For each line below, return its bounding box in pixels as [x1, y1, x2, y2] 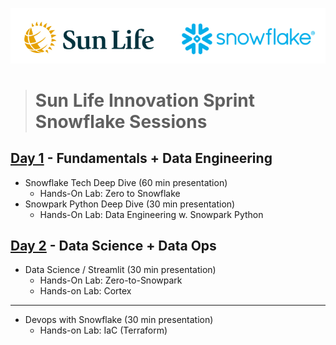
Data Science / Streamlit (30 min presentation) [24, 264, 217, 276]
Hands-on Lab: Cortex [39, 285, 132, 297]
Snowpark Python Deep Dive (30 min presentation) [24, 198, 236, 210]
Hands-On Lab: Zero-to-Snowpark [39, 274, 183, 287]
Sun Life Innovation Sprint [34, 89, 255, 112]
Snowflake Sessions [34, 110, 208, 133]
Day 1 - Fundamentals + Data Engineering [10, 150, 273, 167]
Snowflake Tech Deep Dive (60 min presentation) [24, 176, 228, 188]
